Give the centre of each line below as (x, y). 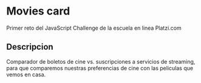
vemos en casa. (26, 75)
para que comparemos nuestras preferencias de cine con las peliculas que (100, 68)
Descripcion (30, 47)
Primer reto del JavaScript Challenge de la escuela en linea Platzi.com (94, 28)
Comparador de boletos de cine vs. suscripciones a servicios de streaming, (101, 61)
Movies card (38, 11)
